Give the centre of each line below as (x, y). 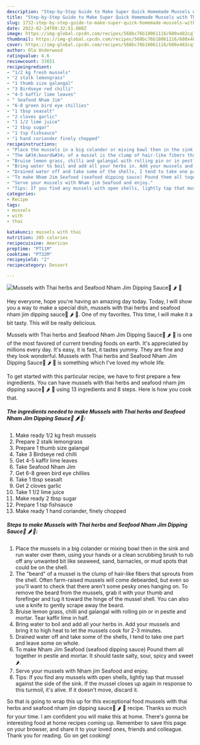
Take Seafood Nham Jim (45, 467)
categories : (21, 194)
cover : (15, 45)
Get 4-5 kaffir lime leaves (46, 460)
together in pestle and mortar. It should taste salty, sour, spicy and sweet (104, 655)
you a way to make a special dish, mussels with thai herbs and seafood (93, 307)
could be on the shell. (42, 567)
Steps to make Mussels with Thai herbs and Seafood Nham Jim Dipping (97, 524)
